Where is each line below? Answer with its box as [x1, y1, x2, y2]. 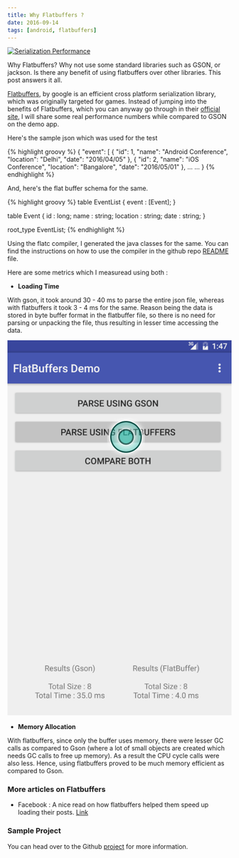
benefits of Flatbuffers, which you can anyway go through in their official [7, 105, 221, 113]
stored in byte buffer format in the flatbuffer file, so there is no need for [7, 311, 216, 320]
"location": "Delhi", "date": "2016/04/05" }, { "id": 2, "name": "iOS [7, 155, 199, 164]
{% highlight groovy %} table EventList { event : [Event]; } [7, 198, 176, 207]
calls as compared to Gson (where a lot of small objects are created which [7, 744, 225, 753]
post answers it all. [7, 76, 63, 85]
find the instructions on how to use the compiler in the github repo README [7, 247, 229, 256]
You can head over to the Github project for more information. [7, 842, 188, 851]
